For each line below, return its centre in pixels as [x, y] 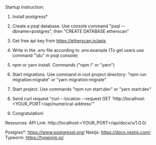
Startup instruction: [25, 7]
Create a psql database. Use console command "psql [66, 26]
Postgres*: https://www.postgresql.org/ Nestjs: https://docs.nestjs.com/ [78, 132]
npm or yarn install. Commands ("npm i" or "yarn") [63, 65]
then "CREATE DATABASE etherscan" [91, 31]
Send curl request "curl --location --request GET [62, 98]
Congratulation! [28, 113]
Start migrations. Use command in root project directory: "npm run [79, 74]
